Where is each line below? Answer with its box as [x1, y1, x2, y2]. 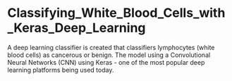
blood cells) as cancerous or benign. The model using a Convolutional [7, 51, 211, 59]
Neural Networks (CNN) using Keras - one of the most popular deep [7, 58, 205, 66]
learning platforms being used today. [7, 66, 114, 74]
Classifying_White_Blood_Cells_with [7, 5, 226, 21]
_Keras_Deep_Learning [7, 20, 146, 36]
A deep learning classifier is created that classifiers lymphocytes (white [7, 43, 215, 51]
